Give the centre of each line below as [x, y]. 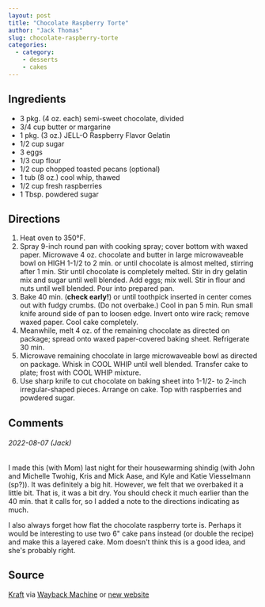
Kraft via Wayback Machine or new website [79, 594]
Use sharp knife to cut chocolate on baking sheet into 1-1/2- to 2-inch [133, 381]
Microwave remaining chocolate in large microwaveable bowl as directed [138, 356]
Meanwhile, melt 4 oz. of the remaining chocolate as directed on [125, 330]
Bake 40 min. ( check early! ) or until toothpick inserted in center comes [135, 297]
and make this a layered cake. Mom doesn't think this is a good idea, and [127, 542]
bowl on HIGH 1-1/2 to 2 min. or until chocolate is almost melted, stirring [136, 263]
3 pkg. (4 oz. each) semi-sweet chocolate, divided [102, 118]
